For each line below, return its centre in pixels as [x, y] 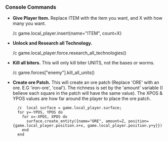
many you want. [29, 23]
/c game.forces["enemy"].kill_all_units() [54, 73]
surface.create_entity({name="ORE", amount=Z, [76, 121]
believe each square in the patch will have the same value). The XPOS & [88, 93]
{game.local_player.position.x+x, [49, 126]
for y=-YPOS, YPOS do [40, 113]
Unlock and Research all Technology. [52, 43]
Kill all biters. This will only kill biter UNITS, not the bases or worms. [83, 63]
